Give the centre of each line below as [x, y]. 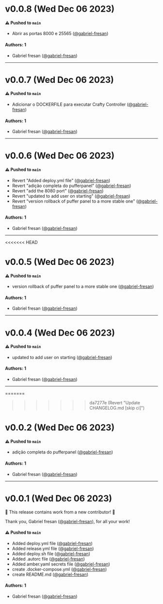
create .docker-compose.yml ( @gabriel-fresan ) [59, 569]
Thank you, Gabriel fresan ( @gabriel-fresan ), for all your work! [67, 521]
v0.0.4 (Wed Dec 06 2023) [60, 333]
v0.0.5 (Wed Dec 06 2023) [60, 262]
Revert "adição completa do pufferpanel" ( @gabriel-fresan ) [72, 186]
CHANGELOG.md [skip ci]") [117, 408]
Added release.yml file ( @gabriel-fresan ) [53, 548]
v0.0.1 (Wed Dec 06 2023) [59, 498]
